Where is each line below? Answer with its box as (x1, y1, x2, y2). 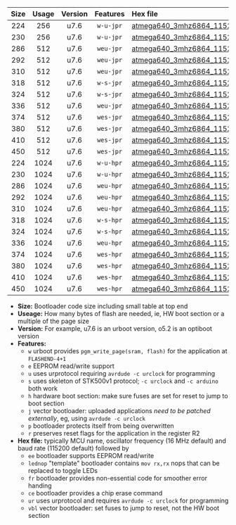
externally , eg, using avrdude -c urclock (27, 415, 146, 422)
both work (27, 384, 58, 393)
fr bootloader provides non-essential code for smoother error (27, 474, 207, 482)
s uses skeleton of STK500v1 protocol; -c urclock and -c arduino (27, 377, 219, 385)
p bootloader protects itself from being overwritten (27, 422, 174, 430)
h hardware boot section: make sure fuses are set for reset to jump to (27, 392, 228, 400)
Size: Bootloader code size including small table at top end (17, 302, 188, 310)
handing (27, 481, 52, 490)
